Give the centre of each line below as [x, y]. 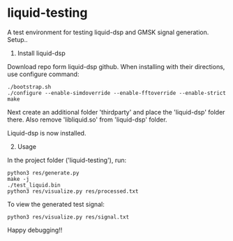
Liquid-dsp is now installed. [47, 133]
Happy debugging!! [35, 230]
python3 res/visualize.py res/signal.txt [68, 217]
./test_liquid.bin [34, 185]
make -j [18, 179]
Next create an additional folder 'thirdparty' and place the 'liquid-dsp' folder [116, 112]
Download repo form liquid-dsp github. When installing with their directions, [116, 66]
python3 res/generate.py [43, 173]
